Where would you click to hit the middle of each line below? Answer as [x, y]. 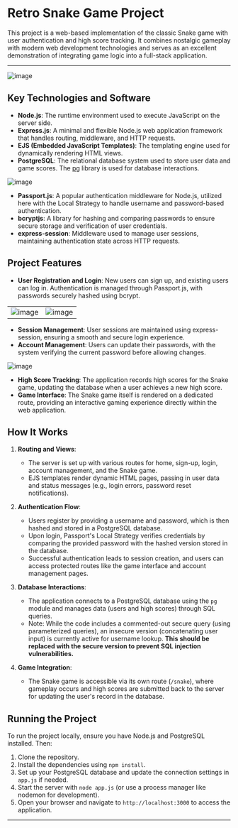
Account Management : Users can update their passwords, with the [117, 344]
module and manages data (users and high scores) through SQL [122, 609]
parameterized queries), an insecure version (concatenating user [123, 631]
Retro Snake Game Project [86, 13]
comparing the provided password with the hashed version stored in [128, 543]
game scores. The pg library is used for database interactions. [108, 168]
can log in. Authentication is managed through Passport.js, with [110, 288]
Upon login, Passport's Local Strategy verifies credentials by [117, 536]
